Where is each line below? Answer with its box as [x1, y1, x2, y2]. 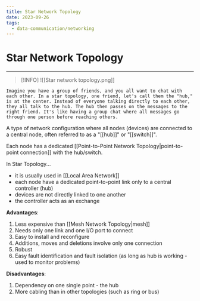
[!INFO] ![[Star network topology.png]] [20, 76, 115, 84]
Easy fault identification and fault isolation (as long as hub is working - [14, 252, 187, 260]
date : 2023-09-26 [6, 14, 49, 20]
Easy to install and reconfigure [14, 234, 90, 241]
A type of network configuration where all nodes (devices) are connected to [6, 125, 192, 132]
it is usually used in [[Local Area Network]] [14, 172, 120, 179]
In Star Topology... [6, 161, 51, 168]
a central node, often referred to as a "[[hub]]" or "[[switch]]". [6, 131, 157, 138]
